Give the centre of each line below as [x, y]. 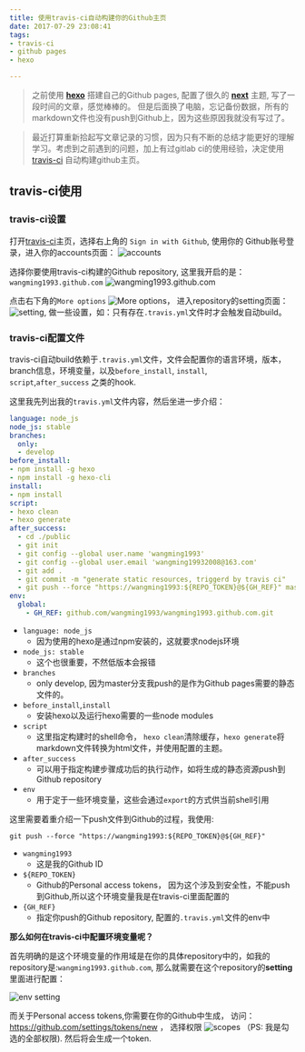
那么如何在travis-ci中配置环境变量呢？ [82, 937]
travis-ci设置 [38, 219]
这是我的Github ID [69, 864]
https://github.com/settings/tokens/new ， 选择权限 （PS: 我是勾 [149, 1027]
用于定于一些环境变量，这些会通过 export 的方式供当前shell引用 [152, 799]
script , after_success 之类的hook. [73, 382]
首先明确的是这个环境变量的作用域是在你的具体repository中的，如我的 [140, 956]
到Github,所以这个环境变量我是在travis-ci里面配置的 [133, 896]
